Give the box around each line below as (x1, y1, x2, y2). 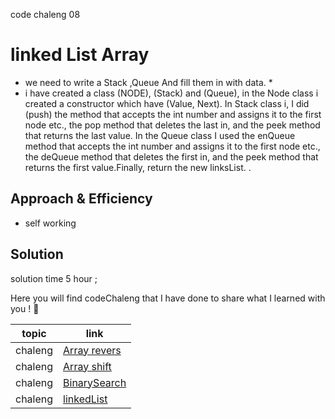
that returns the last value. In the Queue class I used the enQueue (24, 129, 296, 141)
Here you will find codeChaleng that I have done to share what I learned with (10, 292, 326, 304)
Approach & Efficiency (10, 190, 153, 208)
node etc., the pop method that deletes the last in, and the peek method (24, 119, 321, 131)
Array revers (63, 343, 122, 357)
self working (24, 217, 77, 229)
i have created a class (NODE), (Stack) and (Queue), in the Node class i (24, 87, 319, 99)
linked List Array (10, 44, 150, 66)
